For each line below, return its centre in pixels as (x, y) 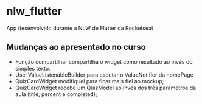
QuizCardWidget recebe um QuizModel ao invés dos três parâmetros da (106, 88)
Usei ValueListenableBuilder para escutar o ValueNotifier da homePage (104, 75)
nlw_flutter (34, 11)
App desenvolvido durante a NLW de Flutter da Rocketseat (80, 28)
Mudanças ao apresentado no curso (76, 47)
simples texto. (33, 68)
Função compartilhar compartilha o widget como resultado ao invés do (104, 61)
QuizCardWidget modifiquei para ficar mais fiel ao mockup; (89, 81)
